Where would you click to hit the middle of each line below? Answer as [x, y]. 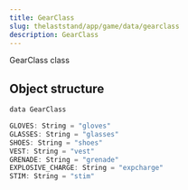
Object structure [57, 88]
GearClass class [40, 61]
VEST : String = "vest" [52, 151]
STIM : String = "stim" [52, 176]
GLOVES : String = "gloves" [60, 126]
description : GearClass [54, 34]
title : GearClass [42, 18]
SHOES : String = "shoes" [56, 142]
